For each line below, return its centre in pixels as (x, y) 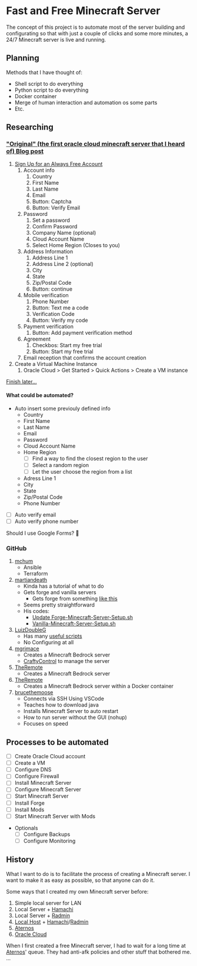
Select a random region (61, 465)
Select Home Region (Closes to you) (76, 245)
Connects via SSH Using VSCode (64, 699)
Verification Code (53, 314)
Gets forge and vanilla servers (60, 592)
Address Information (48, 252)
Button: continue (52, 289)
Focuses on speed (46, 724)
